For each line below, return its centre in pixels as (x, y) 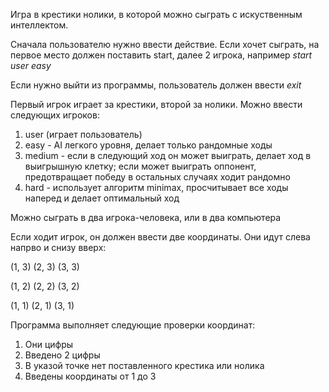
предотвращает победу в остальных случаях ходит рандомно (157, 177)
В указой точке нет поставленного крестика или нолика (144, 365)
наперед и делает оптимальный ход (102, 198)
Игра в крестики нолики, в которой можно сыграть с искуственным (156, 14)
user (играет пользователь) (83, 134)
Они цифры (49, 344)
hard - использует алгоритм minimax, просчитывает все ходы (156, 187)
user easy (31, 65)
